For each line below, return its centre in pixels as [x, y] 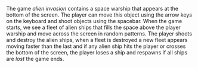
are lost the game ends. [35, 59]
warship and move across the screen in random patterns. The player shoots [99, 34]
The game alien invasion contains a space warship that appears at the [92, 9]
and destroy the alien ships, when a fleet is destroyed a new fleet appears [97, 40]
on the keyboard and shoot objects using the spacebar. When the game [94, 21]
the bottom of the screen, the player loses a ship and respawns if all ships [97, 52]
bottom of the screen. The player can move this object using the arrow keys [99, 15]
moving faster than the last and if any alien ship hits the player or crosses [96, 46]
